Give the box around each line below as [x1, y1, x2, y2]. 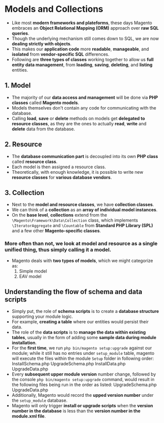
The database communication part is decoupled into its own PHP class [11, 153, 158, 159]
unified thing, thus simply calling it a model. [4, 246, 111, 253]
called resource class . [11, 158, 58, 164]
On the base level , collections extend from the [11, 212, 107, 218]
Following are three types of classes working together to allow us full [11, 56, 154, 62]
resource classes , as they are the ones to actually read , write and [11, 120, 146, 126]
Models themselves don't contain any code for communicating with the [11, 105, 156, 111]
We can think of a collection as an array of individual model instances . [11, 207, 158, 213]
